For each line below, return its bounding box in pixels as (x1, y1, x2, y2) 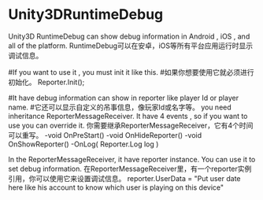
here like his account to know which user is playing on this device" (8, 183, 224, 192)
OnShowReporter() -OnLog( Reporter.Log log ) (8, 139, 159, 149)
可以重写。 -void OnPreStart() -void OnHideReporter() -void (8, 130, 202, 139)
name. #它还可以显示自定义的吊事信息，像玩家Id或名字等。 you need (8, 102, 232, 112)
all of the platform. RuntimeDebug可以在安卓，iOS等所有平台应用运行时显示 (8, 41, 254, 50)
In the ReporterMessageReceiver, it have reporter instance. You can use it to (8, 154, 256, 164)
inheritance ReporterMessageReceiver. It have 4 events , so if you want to (8, 111, 248, 120)
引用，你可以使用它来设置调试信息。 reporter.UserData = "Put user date (8, 173, 242, 183)
